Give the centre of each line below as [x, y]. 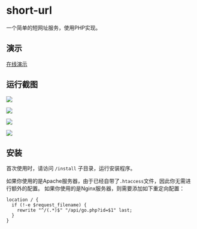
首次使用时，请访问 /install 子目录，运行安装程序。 [71, 169]
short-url [29, 10]
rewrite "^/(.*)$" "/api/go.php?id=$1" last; [75, 210]
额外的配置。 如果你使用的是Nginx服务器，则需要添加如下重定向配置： [98, 188]
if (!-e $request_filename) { [49, 205]
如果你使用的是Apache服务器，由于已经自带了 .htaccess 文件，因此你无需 [96, 181]
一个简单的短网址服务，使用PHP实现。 [54, 28]
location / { [22, 200]
